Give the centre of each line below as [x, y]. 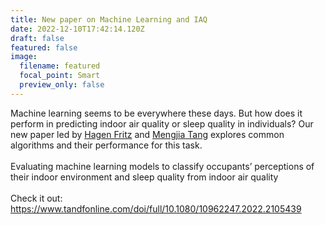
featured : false [44, 47]
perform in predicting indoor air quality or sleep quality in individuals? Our [162, 123]
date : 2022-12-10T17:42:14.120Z [77, 29]
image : [24, 57]
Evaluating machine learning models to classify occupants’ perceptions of [162, 166]
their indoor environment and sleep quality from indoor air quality [144, 177]
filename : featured [60, 66]
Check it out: [36, 198]
